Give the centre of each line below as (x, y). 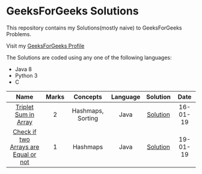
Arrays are (25, 147)
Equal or (25, 154)
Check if (25, 132)
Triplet (25, 107)
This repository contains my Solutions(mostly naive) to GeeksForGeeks (94, 28)
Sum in (25, 114)
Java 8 (23, 69)
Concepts (88, 96)
